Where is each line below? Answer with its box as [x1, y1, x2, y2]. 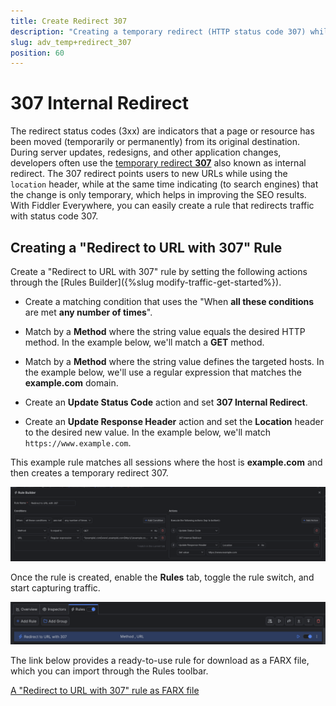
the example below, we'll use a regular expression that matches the [24, 366, 302, 378]
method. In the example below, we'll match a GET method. [24, 336, 265, 348]
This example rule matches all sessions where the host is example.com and [10, 456, 323, 468]
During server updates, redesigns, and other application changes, [10, 146, 282, 159]
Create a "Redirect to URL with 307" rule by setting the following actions [10, 266, 308, 277]
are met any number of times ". [24, 306, 153, 318]
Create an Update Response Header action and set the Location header [24, 416, 324, 427]
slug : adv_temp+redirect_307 [10, 37, 132, 47]
